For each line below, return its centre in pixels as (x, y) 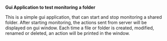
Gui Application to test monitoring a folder (50, 7)
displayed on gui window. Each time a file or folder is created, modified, (80, 28)
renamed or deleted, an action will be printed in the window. (68, 33)
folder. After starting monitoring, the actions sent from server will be (76, 23)
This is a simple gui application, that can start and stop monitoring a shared (83, 17)
